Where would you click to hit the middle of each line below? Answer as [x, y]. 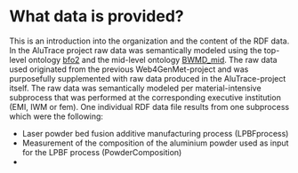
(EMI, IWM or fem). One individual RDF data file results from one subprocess [149, 106]
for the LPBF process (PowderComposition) [102, 152]
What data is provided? [97, 16]
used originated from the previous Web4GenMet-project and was [129, 69]
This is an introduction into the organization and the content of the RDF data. [149, 41]
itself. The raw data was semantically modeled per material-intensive [135, 88]
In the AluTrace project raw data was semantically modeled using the [136, 50]
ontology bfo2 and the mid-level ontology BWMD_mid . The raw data [153, 59]
